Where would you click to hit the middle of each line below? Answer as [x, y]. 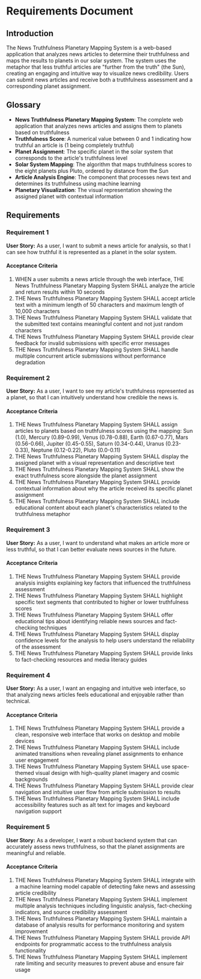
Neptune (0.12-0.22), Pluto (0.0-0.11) [76, 450]
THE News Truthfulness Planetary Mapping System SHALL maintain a [101, 918]
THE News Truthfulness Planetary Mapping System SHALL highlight [99, 595]
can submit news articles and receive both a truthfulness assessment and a [100, 80]
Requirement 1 [28, 232]
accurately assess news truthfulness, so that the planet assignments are [95, 847]
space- [181, 766]
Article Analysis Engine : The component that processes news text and [103, 177]
